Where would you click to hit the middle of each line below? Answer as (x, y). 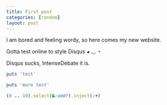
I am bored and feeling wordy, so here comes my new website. (84, 40)
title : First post (29, 12)
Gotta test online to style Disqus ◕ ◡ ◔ (53, 52)
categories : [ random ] (33, 17)
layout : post (23, 23)
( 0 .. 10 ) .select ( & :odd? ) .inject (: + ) (53, 96)
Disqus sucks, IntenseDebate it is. (48, 63)
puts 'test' (21, 74)
